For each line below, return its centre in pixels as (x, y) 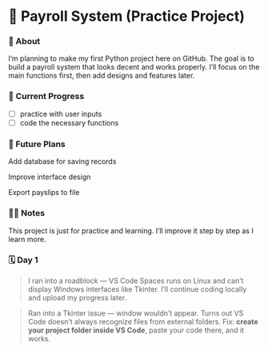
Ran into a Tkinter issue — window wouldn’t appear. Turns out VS (136, 313)
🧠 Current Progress (46, 97)
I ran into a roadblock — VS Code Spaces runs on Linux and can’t (136, 280)
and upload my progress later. (77, 297)
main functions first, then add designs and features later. (102, 76)
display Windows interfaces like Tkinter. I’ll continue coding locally (137, 289)
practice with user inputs (61, 113)
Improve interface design (50, 177)
